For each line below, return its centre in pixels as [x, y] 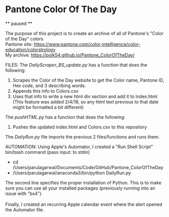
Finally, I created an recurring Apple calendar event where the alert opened [84, 204]
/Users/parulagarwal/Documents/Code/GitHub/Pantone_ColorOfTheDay [88, 167]
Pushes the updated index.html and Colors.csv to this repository [80, 127]
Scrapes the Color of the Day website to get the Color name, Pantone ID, [88, 80]
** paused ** [19, 23]
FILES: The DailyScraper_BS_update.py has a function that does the [76, 65]
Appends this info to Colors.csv [45, 91]
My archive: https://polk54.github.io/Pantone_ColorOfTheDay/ [70, 55]
